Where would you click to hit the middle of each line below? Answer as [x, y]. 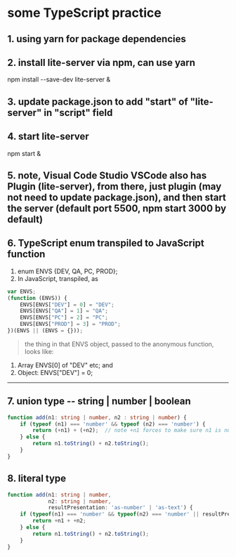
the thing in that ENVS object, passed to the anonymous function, [119, 344]
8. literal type [37, 479]
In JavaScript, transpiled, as [58, 278]
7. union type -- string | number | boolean [99, 401]
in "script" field [78, 113]
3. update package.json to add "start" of [98, 101]
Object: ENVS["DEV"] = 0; [55, 372]
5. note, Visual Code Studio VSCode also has [107, 175]
